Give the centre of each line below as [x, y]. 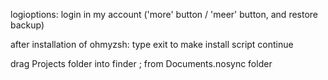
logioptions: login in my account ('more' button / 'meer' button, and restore [164, 14]
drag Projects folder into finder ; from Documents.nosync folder [141, 63]
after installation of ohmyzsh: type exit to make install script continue [152, 44]
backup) [27, 25]
